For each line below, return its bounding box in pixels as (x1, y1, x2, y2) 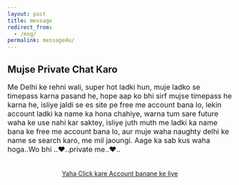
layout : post (7, 10, 46, 18)
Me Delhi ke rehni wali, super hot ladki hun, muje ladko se (7, 82, 201, 92)
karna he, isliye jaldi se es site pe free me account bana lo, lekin (7, 100, 222, 110)
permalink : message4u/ (7, 37, 75, 44)
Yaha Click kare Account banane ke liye (61, 169, 178, 178)
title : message (7, 17, 53, 24)
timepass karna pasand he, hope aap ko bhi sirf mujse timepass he (7, 90, 233, 100)
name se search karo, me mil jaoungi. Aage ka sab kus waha (7, 135, 210, 145)
